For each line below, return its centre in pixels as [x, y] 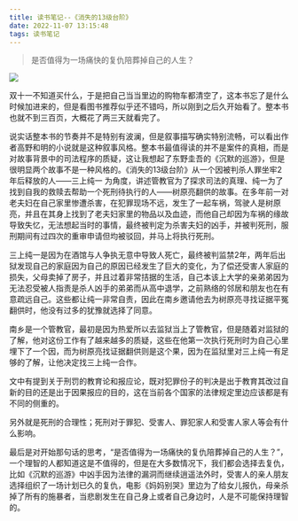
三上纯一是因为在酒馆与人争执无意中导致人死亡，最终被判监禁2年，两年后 [144, 255]
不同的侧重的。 [36, 403]
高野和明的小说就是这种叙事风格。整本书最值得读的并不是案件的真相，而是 [153, 148]
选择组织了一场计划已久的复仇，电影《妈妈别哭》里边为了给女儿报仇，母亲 [145, 486]
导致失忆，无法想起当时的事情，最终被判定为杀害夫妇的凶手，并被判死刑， [145, 225]
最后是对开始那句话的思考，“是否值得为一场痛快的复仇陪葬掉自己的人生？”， [149, 452]
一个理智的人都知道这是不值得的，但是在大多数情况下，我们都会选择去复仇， [149, 463]
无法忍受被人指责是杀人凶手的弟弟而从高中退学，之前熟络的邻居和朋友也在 [145, 288]
